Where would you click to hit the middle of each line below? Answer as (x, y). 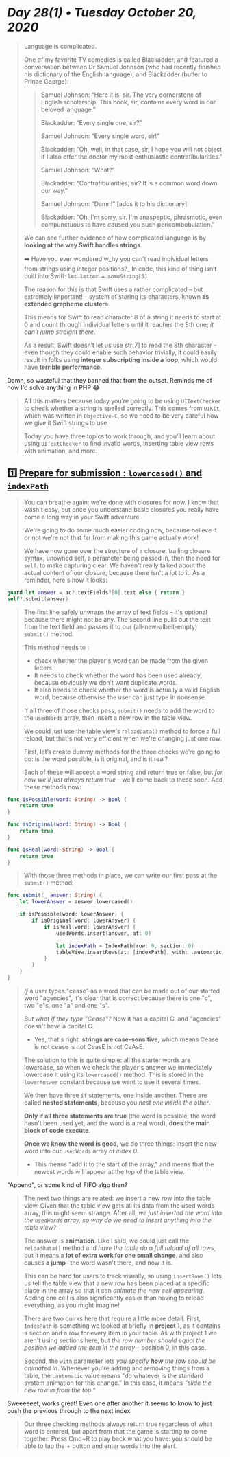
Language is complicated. (60, 46)
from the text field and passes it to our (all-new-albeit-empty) (111, 626)
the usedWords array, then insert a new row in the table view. (108, 718)
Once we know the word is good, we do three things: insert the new (120, 1143)
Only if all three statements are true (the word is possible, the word (119, 1116)
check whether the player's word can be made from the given (121, 660)
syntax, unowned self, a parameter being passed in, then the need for (122, 558)
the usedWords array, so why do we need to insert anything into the (118, 1220)
